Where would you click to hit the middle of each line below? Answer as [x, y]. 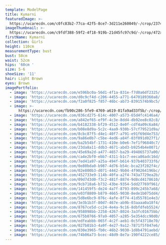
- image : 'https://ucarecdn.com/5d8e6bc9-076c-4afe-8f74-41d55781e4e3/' [86, 198]
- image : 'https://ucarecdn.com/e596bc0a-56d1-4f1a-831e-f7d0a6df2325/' [86, 92]
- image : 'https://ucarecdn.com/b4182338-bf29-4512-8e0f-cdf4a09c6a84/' [86, 124]
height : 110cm [20, 46]
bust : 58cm [16, 56]
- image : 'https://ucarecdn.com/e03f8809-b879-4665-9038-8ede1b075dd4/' [86, 193]
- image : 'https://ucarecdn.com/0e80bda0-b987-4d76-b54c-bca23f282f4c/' [86, 166]
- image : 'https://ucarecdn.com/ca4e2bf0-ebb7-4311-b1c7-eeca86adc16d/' [86, 157]
